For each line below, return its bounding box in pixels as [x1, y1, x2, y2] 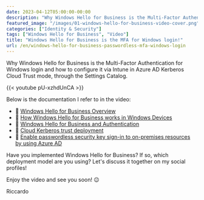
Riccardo [6, 187, 29, 195]
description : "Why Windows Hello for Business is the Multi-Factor [6, 15, 181, 21]
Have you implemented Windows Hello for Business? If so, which [6, 151, 169, 158]
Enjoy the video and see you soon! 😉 [6, 176, 100, 183]
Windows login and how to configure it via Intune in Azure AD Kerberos [6, 65, 184, 73]
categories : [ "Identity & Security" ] [6, 25, 102, 32]
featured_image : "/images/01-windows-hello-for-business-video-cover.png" [6, 20, 200, 26]
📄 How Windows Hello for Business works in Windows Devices [15, 113, 172, 121]
